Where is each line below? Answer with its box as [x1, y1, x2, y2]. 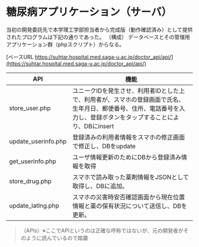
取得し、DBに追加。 [72, 181, 129, 190]
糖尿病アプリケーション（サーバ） [6, 5, 172, 19]
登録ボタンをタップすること [89, 113, 168, 121]
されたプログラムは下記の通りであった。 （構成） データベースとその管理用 [6, 33, 191, 40]
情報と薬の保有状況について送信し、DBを [72, 201, 188, 210]
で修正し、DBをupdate [72, 142, 136, 150]
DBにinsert [84, 122, 114, 130]
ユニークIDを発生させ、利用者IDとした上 [72, 86, 185, 95]
